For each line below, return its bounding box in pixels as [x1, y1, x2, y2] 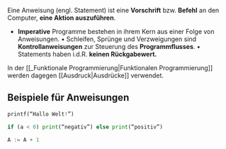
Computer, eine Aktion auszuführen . [7, 13, 116, 22]
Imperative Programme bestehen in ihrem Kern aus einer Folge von [17, 28, 215, 35]
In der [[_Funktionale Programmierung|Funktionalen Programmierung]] [7, 64, 213, 72]
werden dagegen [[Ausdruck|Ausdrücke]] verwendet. [7, 71, 164, 79]
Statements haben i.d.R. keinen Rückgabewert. [17, 50, 157, 58]
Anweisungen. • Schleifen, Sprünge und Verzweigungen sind [17, 35, 197, 43]
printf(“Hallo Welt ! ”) [7, 110, 74, 118]
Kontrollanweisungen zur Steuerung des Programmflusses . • [17, 43, 200, 50]
